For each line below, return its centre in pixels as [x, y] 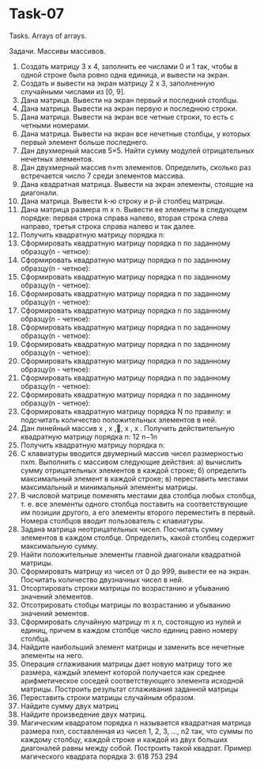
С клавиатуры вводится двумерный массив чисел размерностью [132, 453]
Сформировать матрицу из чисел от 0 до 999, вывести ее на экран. [136, 571]
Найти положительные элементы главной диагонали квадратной [131, 554]
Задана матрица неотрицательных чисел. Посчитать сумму [122, 529]
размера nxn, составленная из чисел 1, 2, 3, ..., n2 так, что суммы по [137, 731]
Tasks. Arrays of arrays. [48, 36]
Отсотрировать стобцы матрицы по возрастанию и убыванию [126, 605]
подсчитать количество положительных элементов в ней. [119, 420]
